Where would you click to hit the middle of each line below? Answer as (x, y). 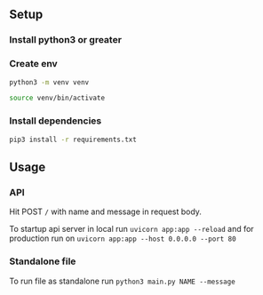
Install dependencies (56, 121)
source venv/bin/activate (57, 98)
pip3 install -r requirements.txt (73, 140)
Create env (33, 64)
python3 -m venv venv (49, 82)
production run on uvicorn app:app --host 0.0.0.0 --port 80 (123, 238)
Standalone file (43, 261)
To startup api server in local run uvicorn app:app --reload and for (132, 229)
